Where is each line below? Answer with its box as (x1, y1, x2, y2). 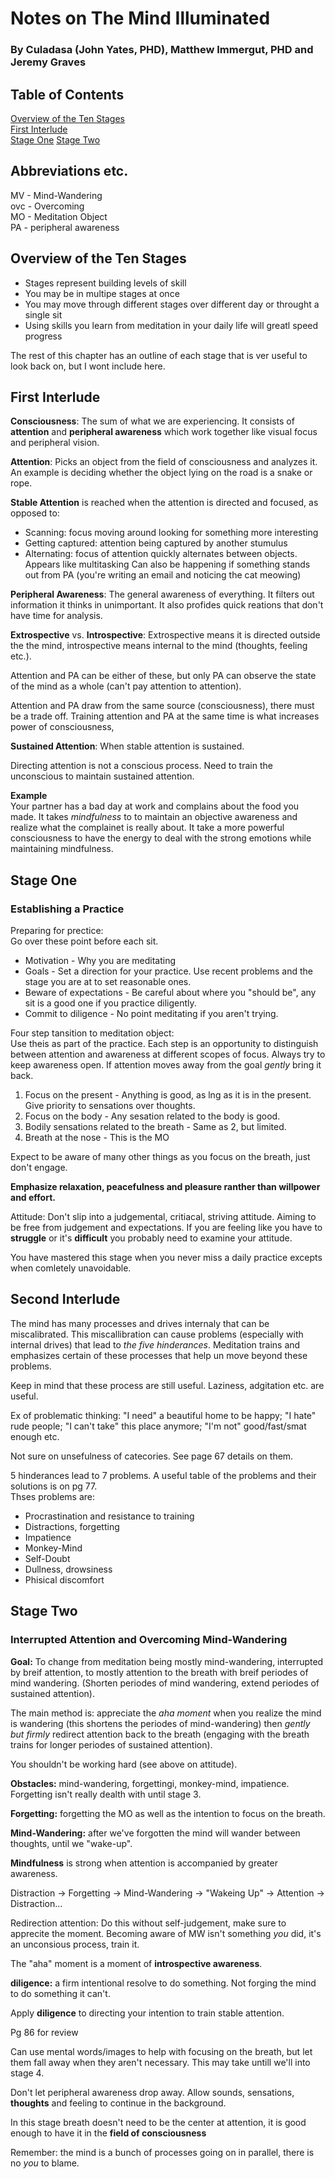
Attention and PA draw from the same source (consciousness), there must (10, 700, 315, 712)
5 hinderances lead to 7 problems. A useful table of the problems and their (10, 1469, 317, 1481)
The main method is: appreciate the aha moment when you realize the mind (10, 1707, 322, 1719)
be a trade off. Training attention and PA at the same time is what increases (10, 710, 320, 722)
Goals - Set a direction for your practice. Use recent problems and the (24, 965, 314, 977)
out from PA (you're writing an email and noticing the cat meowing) (24, 569, 302, 581)
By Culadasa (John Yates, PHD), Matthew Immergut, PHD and (10, 43, 314, 57)
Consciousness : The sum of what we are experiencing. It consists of (10, 415, 295, 427)
